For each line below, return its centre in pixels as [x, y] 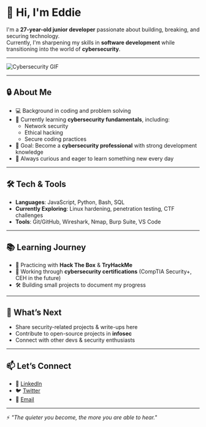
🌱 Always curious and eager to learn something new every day [94, 158]
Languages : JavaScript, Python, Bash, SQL [70, 202]
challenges [29, 215]
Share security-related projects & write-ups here [76, 327]
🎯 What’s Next [34, 312]
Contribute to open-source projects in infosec [73, 334]
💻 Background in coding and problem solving [73, 110]
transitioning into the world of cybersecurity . [63, 49]
